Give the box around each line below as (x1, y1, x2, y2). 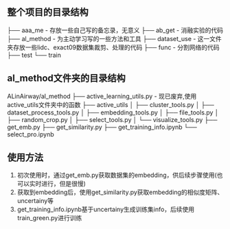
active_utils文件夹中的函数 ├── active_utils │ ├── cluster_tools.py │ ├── (7, 100, 214, 108)
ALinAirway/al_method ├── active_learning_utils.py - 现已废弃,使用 (7, 92, 197, 100)
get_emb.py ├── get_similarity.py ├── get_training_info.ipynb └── (7, 123, 197, 131)
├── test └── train (7, 51, 62, 59)
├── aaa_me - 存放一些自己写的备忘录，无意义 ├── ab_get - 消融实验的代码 (7, 26, 223, 34)
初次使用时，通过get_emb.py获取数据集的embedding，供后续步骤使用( (16, 171, 218, 180)
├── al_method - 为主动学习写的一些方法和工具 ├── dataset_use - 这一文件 (7, 34, 222, 43)
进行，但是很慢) (41, 180, 86, 188)
